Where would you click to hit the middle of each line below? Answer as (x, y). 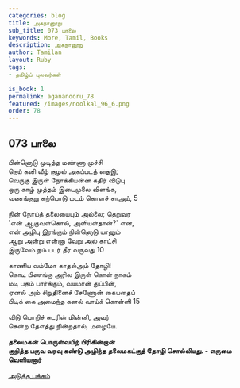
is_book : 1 (26, 89)
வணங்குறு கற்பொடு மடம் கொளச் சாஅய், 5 (73, 198)
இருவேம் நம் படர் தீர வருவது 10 (56, 249)
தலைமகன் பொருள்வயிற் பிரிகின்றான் (62, 341)
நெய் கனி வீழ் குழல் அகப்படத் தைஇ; (64, 171)
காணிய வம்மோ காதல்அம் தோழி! (60, 265)
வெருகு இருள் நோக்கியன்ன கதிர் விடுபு (67, 180)
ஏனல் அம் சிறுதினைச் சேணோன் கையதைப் (72, 292)
